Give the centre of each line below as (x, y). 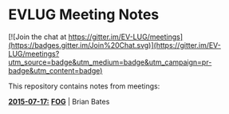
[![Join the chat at (38, 37)
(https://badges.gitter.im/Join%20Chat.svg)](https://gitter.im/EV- (115, 45)
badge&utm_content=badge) (55, 70)
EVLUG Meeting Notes (84, 15)
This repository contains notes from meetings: (84, 86)
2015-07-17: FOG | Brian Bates (59, 101)
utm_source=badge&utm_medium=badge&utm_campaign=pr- (110, 62)
